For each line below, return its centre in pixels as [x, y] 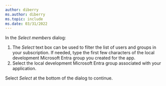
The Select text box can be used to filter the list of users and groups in [84, 47]
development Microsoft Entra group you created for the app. [74, 58]
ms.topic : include [24, 19]
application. [24, 69]
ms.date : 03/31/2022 [27, 24]
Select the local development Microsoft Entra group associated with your [87, 63]
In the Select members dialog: [36, 38]
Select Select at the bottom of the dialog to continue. [59, 78]
